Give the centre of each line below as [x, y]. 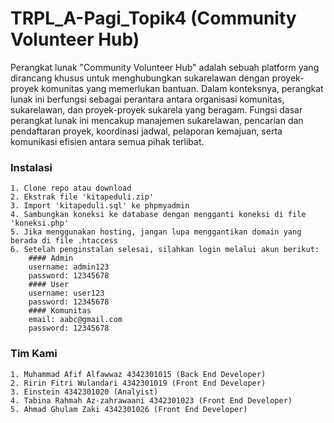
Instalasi [31, 167]
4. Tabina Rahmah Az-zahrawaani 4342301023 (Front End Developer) [151, 400]
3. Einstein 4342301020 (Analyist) [84, 392]
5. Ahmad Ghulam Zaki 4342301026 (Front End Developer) [129, 409]
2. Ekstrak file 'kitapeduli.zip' [82, 197]
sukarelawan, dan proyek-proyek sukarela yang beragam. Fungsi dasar [156, 109]
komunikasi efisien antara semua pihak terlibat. [107, 141]
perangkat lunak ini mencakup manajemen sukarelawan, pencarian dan [157, 120]
